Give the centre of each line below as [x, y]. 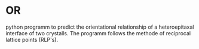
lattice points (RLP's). [32, 39]
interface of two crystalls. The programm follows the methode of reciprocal [98, 33]
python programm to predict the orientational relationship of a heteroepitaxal [100, 27]
